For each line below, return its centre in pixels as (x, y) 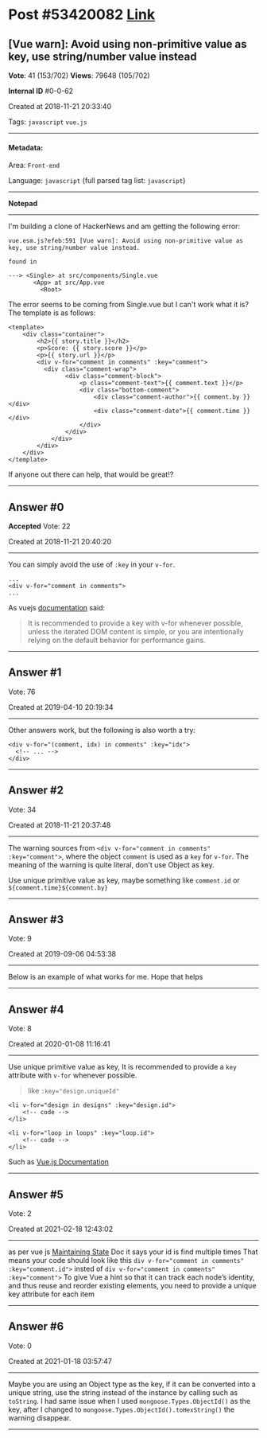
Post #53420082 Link (82, 15)
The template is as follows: (52, 313)
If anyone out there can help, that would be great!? (91, 474)
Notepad (23, 204)
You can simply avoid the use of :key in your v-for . (92, 565)
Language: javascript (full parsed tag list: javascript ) (97, 181)
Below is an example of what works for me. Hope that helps (106, 977)
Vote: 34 (22, 809)
